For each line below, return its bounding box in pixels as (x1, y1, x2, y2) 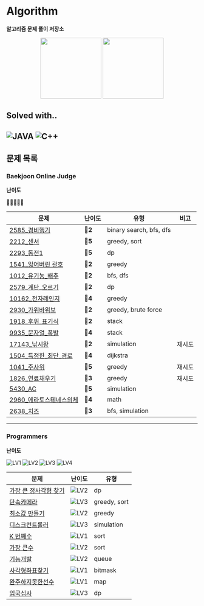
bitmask (93, 566, 117, 574)
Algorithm (6, 4, 58, 18)
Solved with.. (6, 111, 58, 121)
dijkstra (107, 351, 129, 360)
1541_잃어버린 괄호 (9, 260, 64, 269)
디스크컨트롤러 (9, 520, 49, 529)
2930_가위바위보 (9, 306, 56, 315)
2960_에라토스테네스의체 (9, 395, 79, 404)
